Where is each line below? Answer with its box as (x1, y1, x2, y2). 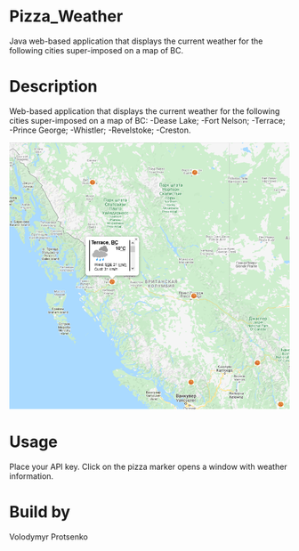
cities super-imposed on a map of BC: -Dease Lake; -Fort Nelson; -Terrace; (9, 115, 287, 126)
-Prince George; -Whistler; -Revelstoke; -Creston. (9, 125, 191, 135)
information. (9, 470, 54, 482)
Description (9, 77, 98, 97)
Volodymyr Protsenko (9, 531, 89, 542)
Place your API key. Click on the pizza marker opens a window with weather (9, 461, 287, 472)
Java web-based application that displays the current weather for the (9, 36, 263, 46)
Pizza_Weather (9, 6, 124, 27)
